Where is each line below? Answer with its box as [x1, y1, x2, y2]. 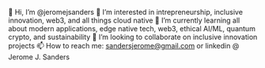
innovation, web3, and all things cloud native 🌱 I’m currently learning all [8, 16, 240, 25]
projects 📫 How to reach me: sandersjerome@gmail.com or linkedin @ [8, 41, 240, 50]
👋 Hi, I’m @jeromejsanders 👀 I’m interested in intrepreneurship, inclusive [8, 8, 244, 16]
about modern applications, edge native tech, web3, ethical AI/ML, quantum [8, 24, 256, 33]
